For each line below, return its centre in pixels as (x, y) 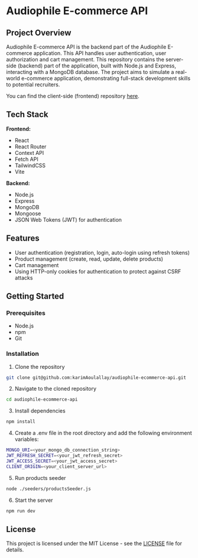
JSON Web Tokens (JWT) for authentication (68, 219)
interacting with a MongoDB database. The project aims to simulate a (90, 72)
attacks (24, 278)
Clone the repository (40, 366)
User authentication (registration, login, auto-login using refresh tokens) (102, 252)
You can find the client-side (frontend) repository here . (73, 96)
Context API (29, 153)
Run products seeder (40, 478)
